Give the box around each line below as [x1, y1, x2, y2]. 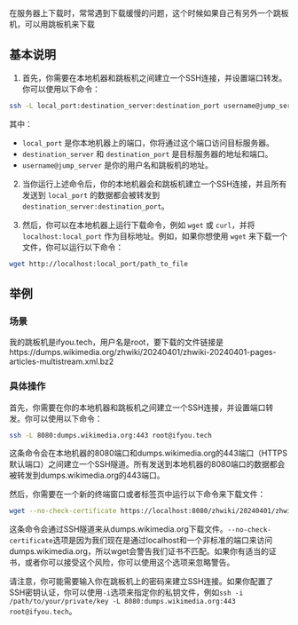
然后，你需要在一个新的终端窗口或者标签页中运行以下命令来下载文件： [9, 489, 266, 500]
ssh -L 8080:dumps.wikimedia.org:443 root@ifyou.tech [9, 431, 213, 439]
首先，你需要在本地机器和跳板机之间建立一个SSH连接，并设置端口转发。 [21, 72, 287, 83]
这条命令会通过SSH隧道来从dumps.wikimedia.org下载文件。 [9, 524, 228, 534]
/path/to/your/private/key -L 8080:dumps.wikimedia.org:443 [9, 597, 237, 606]
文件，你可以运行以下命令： [21, 241, 124, 252]
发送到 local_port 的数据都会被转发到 [21, 189, 161, 200]
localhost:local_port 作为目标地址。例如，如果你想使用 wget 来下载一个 [21, 230, 288, 241]
